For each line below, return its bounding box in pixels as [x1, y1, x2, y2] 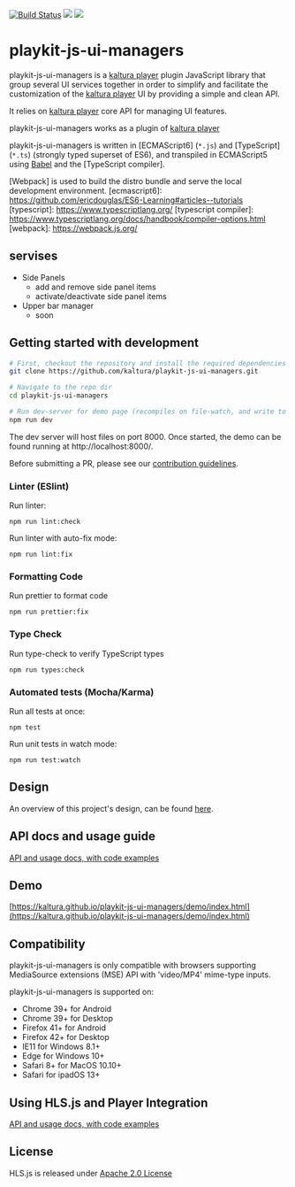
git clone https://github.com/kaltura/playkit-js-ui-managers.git [9, 367, 259, 376]
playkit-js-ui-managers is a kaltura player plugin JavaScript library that [9, 69, 267, 80]
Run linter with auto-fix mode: [9, 533, 117, 543]
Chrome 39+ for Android [21, 1004, 112, 1014]
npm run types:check [9, 665, 86, 674]
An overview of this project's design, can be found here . [9, 803, 214, 813]
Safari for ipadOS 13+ [21, 1069, 101, 1080]
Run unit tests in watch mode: [9, 739, 117, 749]
